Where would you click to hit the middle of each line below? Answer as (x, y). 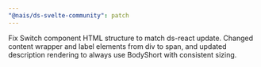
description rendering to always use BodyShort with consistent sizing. (123, 54)
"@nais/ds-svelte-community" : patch (69, 15)
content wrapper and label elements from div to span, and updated (117, 46)
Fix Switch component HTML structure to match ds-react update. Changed (131, 38)
